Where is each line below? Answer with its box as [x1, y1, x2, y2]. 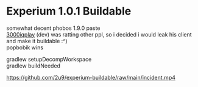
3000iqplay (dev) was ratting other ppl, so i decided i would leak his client [6, 30, 192, 38]
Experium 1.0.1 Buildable [6, 4, 132, 18]
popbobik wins [6, 44, 44, 51]
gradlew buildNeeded [6, 62, 61, 69]
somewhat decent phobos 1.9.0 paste [6, 24, 101, 32]
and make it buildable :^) [6, 37, 68, 44]
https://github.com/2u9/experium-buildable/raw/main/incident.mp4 [6, 74, 175, 81]
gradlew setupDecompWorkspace [6, 55, 92, 63]
